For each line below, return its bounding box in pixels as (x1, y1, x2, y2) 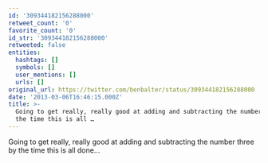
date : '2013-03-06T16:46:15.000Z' (8, 93, 124, 101)
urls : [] (15, 78, 45, 86)
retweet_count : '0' (8, 19, 73, 27)
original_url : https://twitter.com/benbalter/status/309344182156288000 (8, 85, 255, 94)
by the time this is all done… (8, 145, 100, 155)
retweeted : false (8, 41, 66, 49)
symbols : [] (15, 64, 56, 72)
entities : (8, 49, 41, 56)
